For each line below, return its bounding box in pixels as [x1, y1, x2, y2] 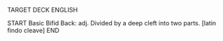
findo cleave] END [7, 27, 59, 34]
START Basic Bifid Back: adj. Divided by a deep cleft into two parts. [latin [7, 19, 217, 27]
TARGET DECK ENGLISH [7, 6, 78, 14]
